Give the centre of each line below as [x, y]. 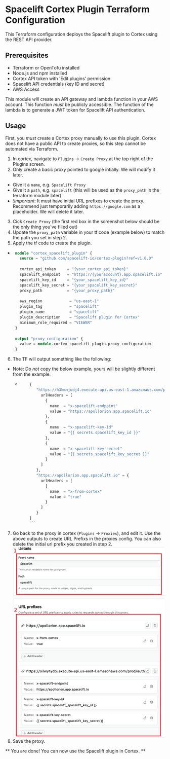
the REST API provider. [29, 40]
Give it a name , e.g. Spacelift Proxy [49, 185]
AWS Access [26, 89]
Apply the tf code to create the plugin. [52, 243]
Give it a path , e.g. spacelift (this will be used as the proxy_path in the [86, 190]
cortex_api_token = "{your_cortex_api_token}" [74, 269]
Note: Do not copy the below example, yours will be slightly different [84, 369]
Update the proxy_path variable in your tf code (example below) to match [89, 232]
